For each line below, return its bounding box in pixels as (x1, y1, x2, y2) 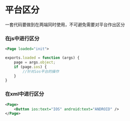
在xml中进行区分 (5, 91, 44, 97)
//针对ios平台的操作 (22, 69, 60, 74)
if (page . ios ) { (14, 64, 47, 69)
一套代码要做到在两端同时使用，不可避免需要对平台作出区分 (5, 22, 125, 27)
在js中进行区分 (5, 35, 40, 42)
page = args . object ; (14, 60, 56, 65)
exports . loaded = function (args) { (5, 55, 80, 60)
